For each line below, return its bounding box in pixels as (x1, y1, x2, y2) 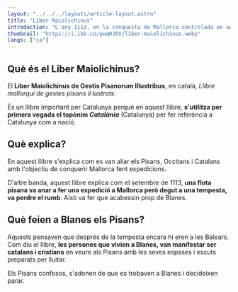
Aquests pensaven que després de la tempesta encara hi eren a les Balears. (7, 233, 229, 241)
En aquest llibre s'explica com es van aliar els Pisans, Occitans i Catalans (7, 157, 221, 165)
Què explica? (7, 139, 67, 151)
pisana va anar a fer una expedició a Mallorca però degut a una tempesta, (7, 185, 227, 194)
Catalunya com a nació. (7, 117, 76, 126)
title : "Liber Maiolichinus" (7, 17, 93, 24)
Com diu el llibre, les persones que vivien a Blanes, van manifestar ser (7, 240, 217, 248)
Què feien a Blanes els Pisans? (7, 214, 145, 226)
